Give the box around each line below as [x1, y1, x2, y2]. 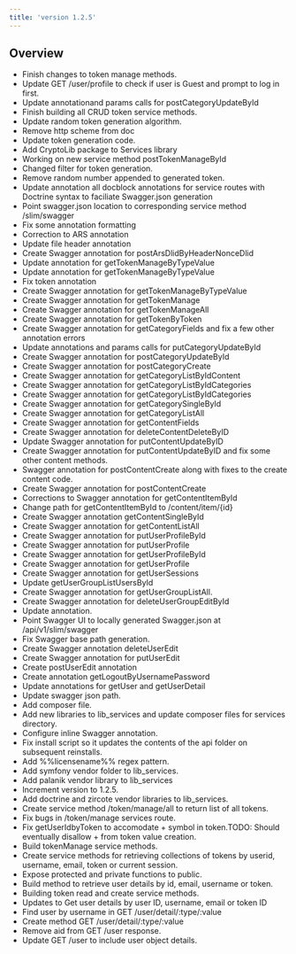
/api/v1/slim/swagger [21, 624, 99, 635]
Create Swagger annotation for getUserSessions [21, 568, 199, 578]
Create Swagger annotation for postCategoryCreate [21, 361, 211, 372]
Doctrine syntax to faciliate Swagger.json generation [21, 191, 214, 202]
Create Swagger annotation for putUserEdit [21, 653, 180, 663]
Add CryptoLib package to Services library [21, 144, 178, 155]
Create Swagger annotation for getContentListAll [21, 521, 201, 531]
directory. [21, 718, 57, 729]
